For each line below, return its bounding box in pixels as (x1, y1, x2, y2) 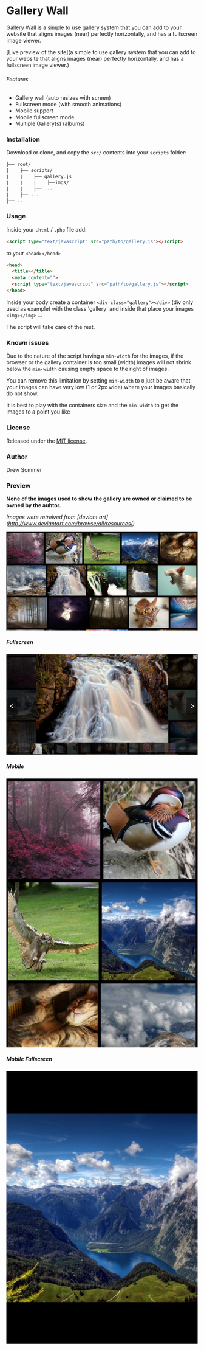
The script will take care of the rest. (6, 323, 95, 330)
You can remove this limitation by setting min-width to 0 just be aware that (6, 377, 191, 384)
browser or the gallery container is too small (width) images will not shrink (6, 359, 191, 366)
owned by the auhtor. (6, 502, 61, 509)
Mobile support (15, 107, 53, 114)
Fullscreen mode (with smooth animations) (15, 101, 122, 108)
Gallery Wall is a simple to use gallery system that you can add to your (6, 24, 182, 31)
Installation (6, 135, 41, 144)
